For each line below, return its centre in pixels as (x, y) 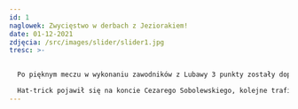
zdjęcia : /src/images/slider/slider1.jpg (87, 42)
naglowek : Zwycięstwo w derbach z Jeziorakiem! (99, 26)
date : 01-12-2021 (41, 34)
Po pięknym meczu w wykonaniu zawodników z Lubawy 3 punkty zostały (146, 75)
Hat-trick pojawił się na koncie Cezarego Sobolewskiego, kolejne (142, 90)
